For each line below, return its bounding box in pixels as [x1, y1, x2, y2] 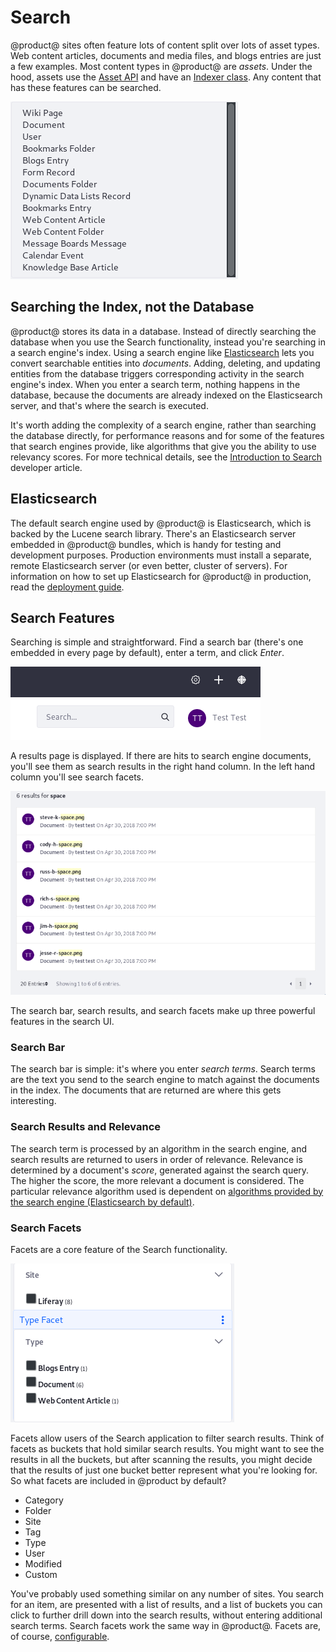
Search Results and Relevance [10, 1120, 162, 1134]
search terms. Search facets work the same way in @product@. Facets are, [10, 1619, 322, 1631]
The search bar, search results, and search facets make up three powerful [10, 1004, 316, 1016]
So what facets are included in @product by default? [10, 1474, 227, 1486]
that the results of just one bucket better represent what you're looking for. [10, 1464, 318, 1476]
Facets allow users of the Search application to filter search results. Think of [10, 1432, 325, 1444]
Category [24, 1494, 64, 1506]
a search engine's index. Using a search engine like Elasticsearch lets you [10, 346, 315, 358]
